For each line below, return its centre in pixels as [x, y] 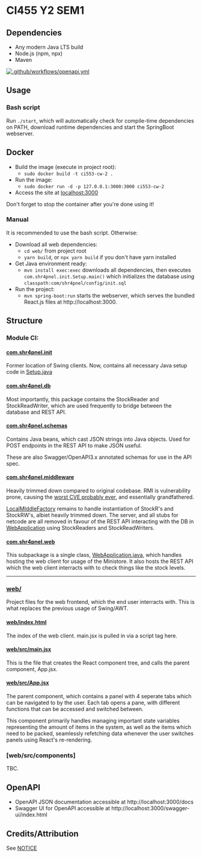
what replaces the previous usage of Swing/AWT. [67, 609]
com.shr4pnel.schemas [37, 426]
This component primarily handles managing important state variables [93, 721]
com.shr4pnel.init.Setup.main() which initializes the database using [109, 276]
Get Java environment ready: [51, 263]
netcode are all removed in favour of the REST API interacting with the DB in [100, 521]
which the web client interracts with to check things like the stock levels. [96, 568]
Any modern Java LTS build [49, 47]
